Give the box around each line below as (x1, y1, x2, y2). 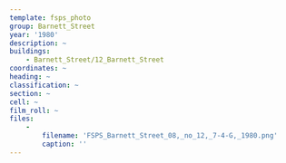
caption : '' (42, 139, 88, 149)
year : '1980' (9, 30, 59, 39)
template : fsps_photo (9, 13, 92, 23)
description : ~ (9, 38, 67, 48)
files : (9, 114, 35, 123)
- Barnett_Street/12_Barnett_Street (25, 55, 165, 64)
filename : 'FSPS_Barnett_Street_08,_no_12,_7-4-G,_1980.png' (42, 131, 279, 140)
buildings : (9, 47, 51, 56)
